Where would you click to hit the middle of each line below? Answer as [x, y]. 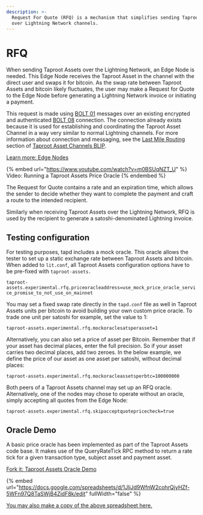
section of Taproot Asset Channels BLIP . [56, 146]
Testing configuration [48, 238]
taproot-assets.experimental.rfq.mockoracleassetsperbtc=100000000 [93, 376]
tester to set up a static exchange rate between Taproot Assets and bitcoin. [100, 258]
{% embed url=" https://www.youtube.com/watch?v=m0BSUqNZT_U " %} [97, 169]
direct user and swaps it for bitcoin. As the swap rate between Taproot [94, 83]
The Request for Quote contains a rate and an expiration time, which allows [100, 188]
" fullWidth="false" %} [113, 493]
